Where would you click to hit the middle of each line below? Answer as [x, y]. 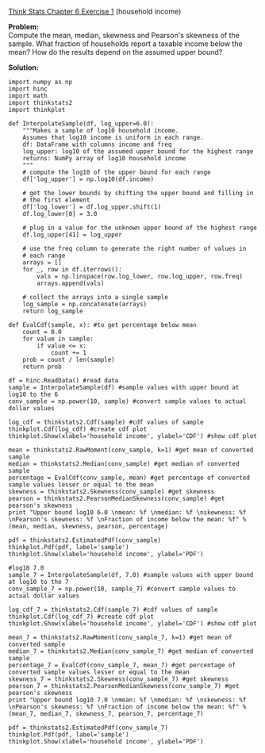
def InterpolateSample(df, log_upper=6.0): [81, 124]
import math [28, 96]
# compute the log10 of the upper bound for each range [117, 172]
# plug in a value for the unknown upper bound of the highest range [140, 228]
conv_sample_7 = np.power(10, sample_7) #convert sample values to [122, 589]
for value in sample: [58, 339]
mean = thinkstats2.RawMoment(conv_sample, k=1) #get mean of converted [131, 450]
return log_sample [53, 311]
